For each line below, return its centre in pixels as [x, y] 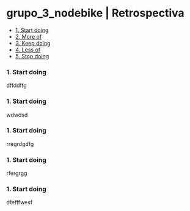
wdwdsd [17, 115]
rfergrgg [17, 173]
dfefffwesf [20, 202]
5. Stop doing [32, 56]
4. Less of [28, 50]
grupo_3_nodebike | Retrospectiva [95, 13]
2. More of [28, 36]
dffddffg [17, 85]
